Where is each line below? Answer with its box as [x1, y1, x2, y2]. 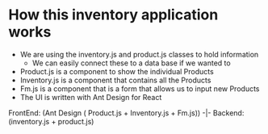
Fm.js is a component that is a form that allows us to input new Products [19, 83, 260, 94]
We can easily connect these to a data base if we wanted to [31, 58, 232, 68]
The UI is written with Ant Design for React [19, 92, 162, 102]
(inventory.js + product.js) [8, 116, 94, 126]
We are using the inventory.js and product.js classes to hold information [19, 49, 259, 59]
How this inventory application [8, 6, 219, 24]
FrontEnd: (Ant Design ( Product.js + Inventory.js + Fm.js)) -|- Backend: [8, 107, 245, 118]
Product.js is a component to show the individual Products [19, 66, 214, 76]
